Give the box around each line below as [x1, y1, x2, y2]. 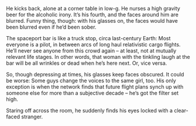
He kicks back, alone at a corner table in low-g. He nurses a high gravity [6, 5, 180, 12]
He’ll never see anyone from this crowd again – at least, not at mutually [6, 47, 177, 54]
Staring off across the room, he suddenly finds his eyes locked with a [6, 107, 173, 114]
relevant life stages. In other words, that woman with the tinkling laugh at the [6, 54, 190, 60]
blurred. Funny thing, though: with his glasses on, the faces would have [6, 17, 178, 24]
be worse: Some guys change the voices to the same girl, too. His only [6, 77, 177, 84]
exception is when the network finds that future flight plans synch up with [6, 83, 184, 90]
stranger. [21, 113, 43, 120]
